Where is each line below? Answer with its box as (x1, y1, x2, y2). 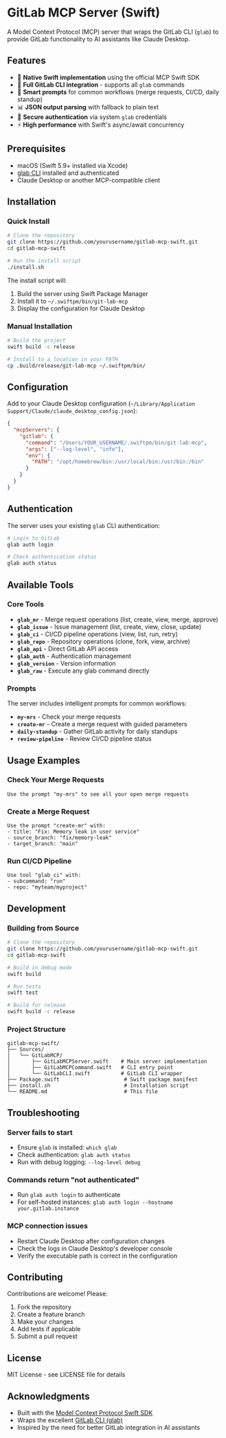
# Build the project (7, 337, 67, 343)
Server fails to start (7, 1128, 74, 1137)
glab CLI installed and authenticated (16, 169, 120, 177)
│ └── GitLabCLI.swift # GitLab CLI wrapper (7, 1070, 183, 1077)
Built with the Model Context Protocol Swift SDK (16, 1409, 153, 1417)
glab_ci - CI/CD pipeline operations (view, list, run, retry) (16, 630, 179, 638)
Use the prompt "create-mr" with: (7, 823, 106, 829)
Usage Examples (7, 754, 80, 766)
